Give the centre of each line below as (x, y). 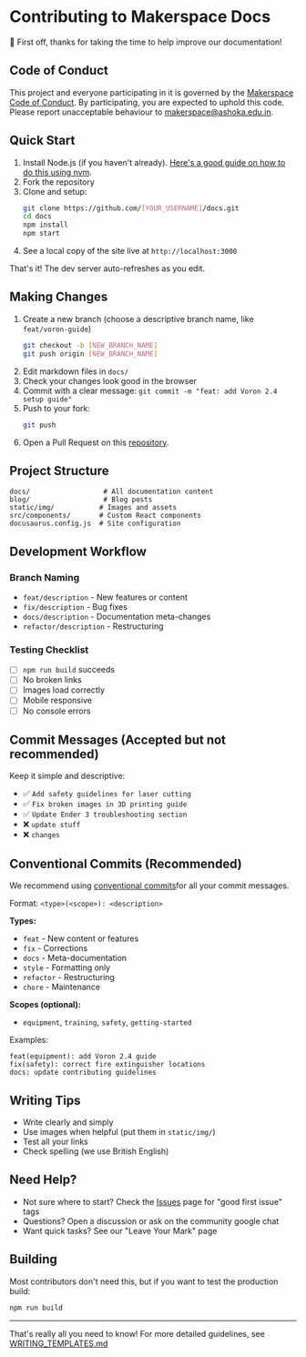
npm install (45, 225)
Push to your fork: (56, 408)
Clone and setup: (55, 191)
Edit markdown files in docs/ (76, 371)
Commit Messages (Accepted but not (117, 740)
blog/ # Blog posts (81, 500)
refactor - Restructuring (69, 977)
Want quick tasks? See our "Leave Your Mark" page (120, 1230)
